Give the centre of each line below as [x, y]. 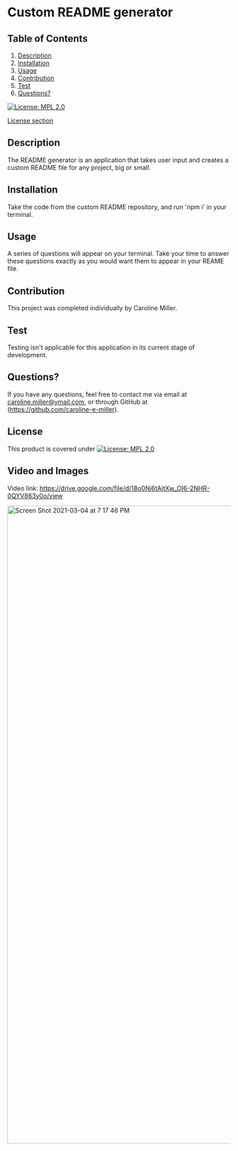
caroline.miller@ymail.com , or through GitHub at [78, 402]
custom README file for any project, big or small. [79, 167]
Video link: [23, 488]
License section [30, 120]
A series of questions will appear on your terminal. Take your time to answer [118, 254]
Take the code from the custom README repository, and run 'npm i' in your [117, 207]
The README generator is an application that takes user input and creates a [118, 159]
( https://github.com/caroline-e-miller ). [63, 409]
